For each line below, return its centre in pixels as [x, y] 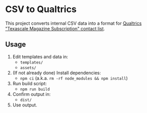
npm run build [35, 89]
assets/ [28, 68]
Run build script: [30, 83]
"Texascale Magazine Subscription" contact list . [55, 28]
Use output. [25, 105]
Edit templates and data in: [40, 56]
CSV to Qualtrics [41, 9]
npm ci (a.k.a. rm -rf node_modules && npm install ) [74, 78]
